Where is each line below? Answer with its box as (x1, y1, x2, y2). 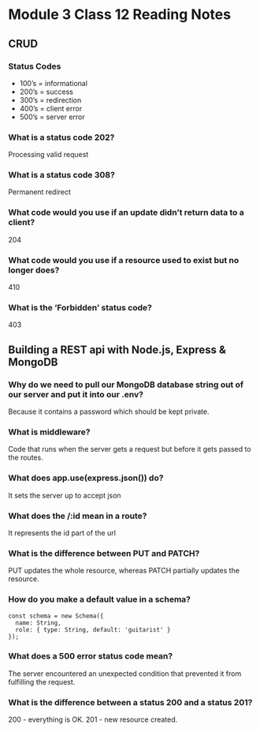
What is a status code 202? (8, 132, 115, 143)
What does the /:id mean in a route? (8, 510, 147, 521)
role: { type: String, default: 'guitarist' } (15, 625, 171, 633)
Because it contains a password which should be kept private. (8, 407, 210, 416)
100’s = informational (19, 78, 88, 88)
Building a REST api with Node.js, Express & (8, 343, 227, 356)
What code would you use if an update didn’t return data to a (8, 207, 244, 218)
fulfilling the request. (8, 677, 76, 686)
